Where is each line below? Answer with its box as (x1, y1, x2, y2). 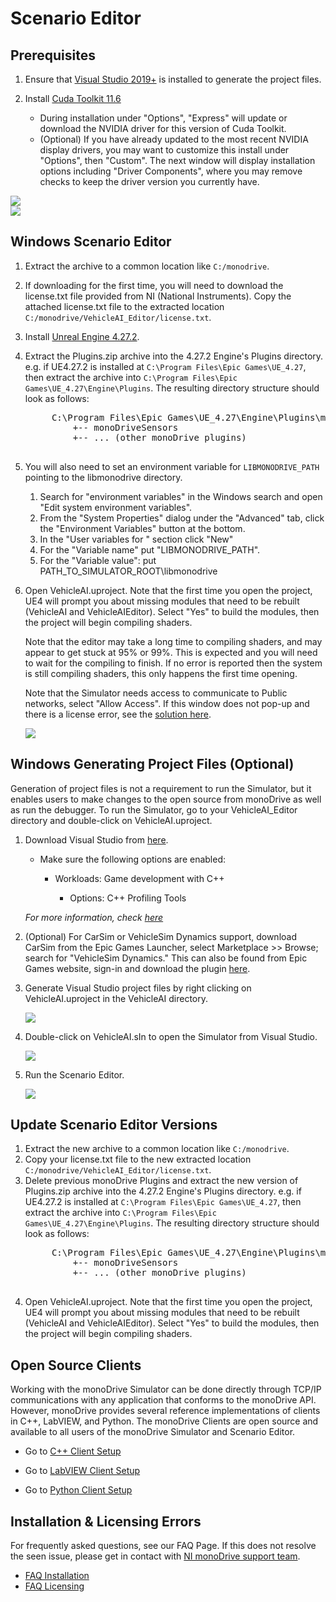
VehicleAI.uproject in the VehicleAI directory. (24, 992, 209, 1004)
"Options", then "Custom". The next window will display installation (39, 155, 316, 166)
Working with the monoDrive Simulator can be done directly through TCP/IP (10, 1383, 322, 1396)
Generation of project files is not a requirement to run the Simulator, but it (10, 782, 312, 794)
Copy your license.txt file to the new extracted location (24, 1153, 252, 1166)
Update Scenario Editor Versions (10, 1117, 218, 1134)
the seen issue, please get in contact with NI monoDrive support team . (10, 1550, 301, 1562)
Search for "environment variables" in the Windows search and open (39, 490, 323, 502)
